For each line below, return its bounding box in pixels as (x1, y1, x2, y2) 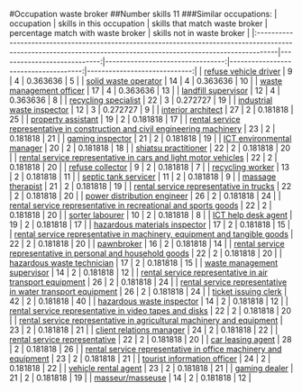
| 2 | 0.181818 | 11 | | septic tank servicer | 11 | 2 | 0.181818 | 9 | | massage (9, 171, 277, 182)
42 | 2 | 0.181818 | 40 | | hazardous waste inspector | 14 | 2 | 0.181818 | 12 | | (9, 296, 288, 306)
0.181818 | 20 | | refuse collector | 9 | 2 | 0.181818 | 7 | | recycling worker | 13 (9, 162, 290, 172)
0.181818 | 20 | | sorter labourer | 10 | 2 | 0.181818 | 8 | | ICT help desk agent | (9, 210, 293, 220)
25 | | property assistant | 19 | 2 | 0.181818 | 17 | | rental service (9, 114, 241, 124)
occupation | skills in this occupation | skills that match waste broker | (9, 18, 268, 29)
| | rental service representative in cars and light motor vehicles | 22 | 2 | (9, 152, 278, 162)
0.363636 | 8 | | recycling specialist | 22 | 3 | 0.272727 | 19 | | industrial (9, 95, 273, 105)
